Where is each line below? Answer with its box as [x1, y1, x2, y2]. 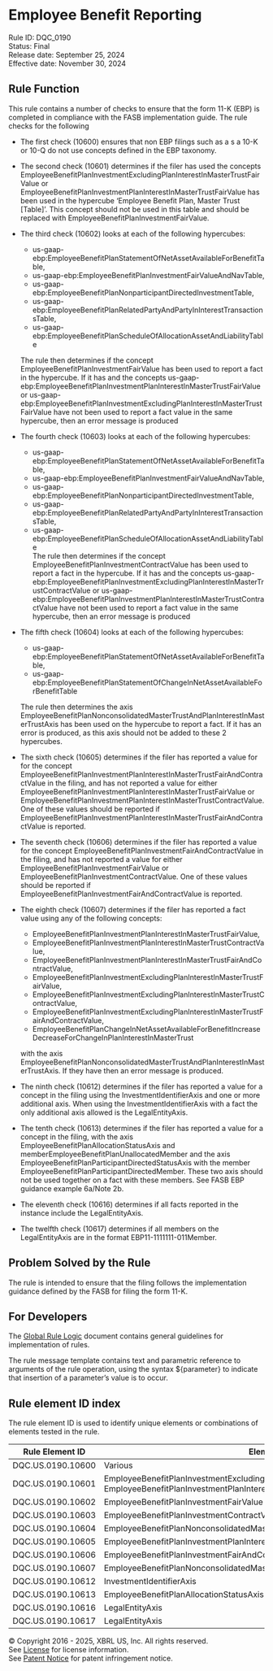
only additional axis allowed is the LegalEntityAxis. [19, 1107, 188, 1117]
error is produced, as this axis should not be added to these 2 [19, 728, 227, 738]
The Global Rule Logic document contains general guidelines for [8, 1331, 223, 1341]
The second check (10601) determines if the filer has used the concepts [19, 161, 262, 171]
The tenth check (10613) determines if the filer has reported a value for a [19, 1123, 264, 1133]
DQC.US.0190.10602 [12, 1496, 96, 1508]
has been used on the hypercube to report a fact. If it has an [60, 719, 262, 729]
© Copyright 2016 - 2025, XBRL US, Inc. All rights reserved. [8, 1636, 209, 1646]
